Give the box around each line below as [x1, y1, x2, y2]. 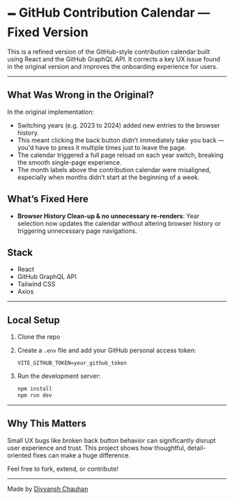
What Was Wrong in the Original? [7, 89, 155, 101]
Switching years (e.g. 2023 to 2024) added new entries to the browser [17, 121, 220, 129]
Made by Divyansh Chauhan [7, 485, 88, 493]
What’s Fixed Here [7, 193, 89, 205]
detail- [187, 444, 206, 452]
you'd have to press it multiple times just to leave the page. [17, 143, 187, 151]
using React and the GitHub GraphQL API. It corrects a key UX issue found [7, 54, 221, 63]
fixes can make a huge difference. [32, 450, 131, 460]
